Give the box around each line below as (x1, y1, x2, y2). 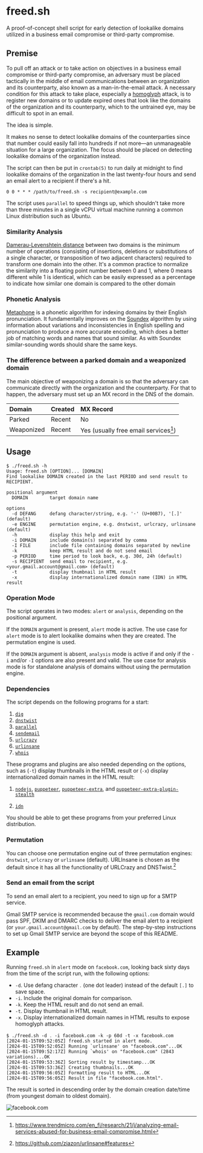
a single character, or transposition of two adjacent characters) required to (6, 254, 192, 261)
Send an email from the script (6, 878, 95, 887)
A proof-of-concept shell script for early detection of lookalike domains (6, 24, 184, 32)
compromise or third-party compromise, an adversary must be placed (6, 71, 181, 78)
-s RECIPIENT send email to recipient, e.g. (11, 558, 129, 565)
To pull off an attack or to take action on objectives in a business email (6, 64, 181, 72)
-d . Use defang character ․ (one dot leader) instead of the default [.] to (14, 981, 194, 989)
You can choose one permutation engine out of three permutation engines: (6, 849, 193, 856)
